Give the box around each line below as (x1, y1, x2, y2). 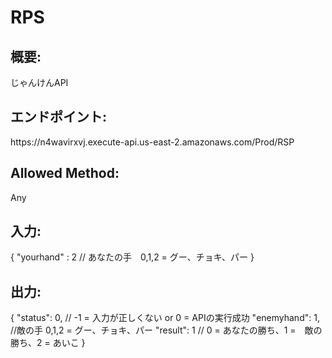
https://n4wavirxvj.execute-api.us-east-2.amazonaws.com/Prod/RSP (10, 136, 295, 148)
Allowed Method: (10, 165, 120, 182)
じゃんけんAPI (10, 77, 69, 88)
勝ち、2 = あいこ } (10, 337, 86, 349)
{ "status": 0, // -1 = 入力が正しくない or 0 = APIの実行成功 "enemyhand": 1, (10, 312, 320, 324)
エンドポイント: (10, 109, 108, 126)
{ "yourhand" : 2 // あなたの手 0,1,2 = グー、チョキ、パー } (10, 251, 255, 263)
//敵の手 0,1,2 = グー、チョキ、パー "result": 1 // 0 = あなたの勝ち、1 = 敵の (10, 324, 323, 336)
